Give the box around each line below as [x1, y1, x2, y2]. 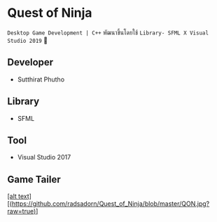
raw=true [7, 207, 34, 216]
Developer [7, 56, 54, 68]
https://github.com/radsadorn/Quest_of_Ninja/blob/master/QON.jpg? [11, 200, 210, 208]
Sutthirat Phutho [17, 75, 65, 84]
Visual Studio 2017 [17, 153, 71, 162]
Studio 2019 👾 [7, 36, 48, 44]
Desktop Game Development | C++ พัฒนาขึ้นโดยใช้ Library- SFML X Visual [7, 28, 209, 37]
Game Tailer [7, 174, 61, 185]
